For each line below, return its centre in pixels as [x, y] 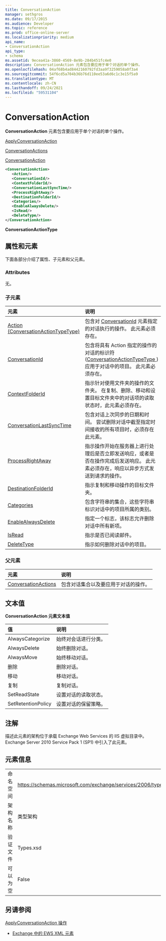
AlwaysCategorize [29, 639]
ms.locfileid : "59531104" [32, 93]
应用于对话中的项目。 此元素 [118, 367]
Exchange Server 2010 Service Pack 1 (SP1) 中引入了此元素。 [67, 742]
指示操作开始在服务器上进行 [117, 446]
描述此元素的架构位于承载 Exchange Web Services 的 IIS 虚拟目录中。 [76, 736]
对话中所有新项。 [105, 526]
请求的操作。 [110, 476]
